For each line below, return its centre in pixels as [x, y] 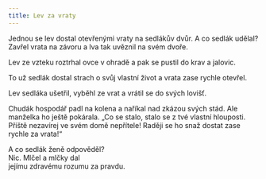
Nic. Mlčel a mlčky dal [44, 158]
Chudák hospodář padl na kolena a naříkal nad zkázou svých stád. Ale [123, 108]
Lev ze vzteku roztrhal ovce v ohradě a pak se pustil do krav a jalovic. [122, 62]
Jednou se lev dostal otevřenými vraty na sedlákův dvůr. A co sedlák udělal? [133, 38]
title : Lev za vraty [42, 16]
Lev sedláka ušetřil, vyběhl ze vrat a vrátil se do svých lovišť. [108, 93]
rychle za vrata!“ [35, 134]
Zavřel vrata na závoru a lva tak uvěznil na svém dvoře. [98, 47]
